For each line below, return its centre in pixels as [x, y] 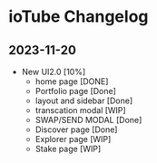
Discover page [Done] [76, 129]
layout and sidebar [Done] [84, 101]
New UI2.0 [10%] [54, 72]
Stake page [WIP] [68, 149]
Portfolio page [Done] [76, 91]
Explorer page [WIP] [73, 139]
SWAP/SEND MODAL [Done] [88, 120]
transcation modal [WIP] [80, 110]
